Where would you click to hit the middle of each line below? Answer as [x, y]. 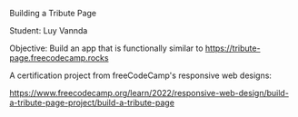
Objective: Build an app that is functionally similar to [106, 48]
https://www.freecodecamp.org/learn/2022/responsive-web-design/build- [149, 93]
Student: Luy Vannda [49, 30]
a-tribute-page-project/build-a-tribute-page [92, 102]
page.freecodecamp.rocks [59, 58]
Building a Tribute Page [53, 13]
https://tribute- [233, 48]
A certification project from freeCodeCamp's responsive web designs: [141, 75]
